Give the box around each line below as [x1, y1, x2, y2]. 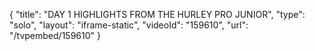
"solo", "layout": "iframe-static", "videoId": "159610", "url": [9, 19, 249, 31]
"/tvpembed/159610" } [9, 30, 101, 41]
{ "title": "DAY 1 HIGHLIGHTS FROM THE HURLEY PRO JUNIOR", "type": [9, 9, 306, 20]
